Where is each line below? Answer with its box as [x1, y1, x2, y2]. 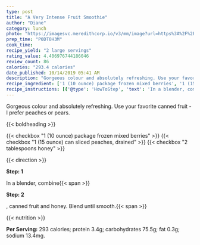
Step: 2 [6, 191, 25, 198]
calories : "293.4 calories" [6, 64, 76, 70]
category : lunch [6, 25, 46, 32]
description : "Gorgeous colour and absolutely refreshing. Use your [6, 75, 180, 81]
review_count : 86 [6, 58, 49, 64]
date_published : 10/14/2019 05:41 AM [6, 70, 100, 76]
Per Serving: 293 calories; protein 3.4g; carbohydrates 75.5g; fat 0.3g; [6, 225, 180, 232]
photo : [6, 31, 23, 37]
